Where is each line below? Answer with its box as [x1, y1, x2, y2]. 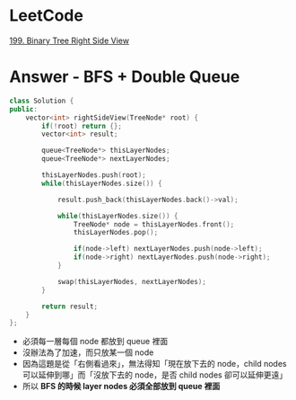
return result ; [41, 302, 99, 311]
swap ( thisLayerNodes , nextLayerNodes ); [57, 277, 206, 286]
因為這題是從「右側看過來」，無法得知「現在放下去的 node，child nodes [22, 359, 287, 369]
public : [9, 104, 39, 113]
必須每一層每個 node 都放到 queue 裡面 [22, 336, 169, 347]
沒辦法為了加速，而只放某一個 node [22, 347, 154, 358]
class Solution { [9, 96, 74, 105]
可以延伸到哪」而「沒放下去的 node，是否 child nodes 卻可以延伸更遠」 [22, 369, 288, 380]
